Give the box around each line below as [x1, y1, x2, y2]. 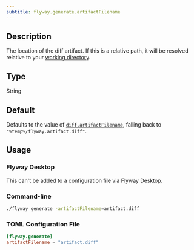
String [6, 87, 22, 94]
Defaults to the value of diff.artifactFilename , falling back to [6, 121, 162, 128]
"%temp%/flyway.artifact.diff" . [6, 128, 87, 135]
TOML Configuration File [6, 220, 80, 228]
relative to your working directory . [6, 54, 91, 61]
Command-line [6, 192, 52, 200]
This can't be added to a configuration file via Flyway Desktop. [6, 177, 163, 184]
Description [6, 31, 52, 42]
